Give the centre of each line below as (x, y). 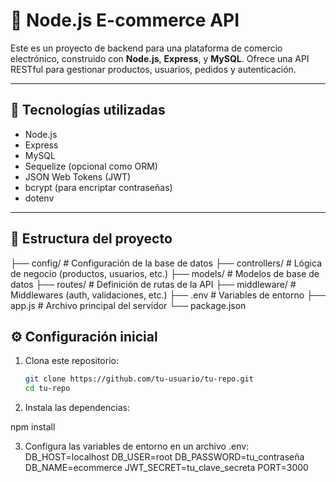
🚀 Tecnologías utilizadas (88, 110)
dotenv (39, 198)
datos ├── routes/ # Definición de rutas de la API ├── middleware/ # (153, 284)
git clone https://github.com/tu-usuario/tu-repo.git (139, 379)
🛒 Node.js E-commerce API (125, 20)
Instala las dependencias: (77, 408)
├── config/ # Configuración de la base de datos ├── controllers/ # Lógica (166, 263)
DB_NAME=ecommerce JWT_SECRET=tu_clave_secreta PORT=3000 (166, 468)
